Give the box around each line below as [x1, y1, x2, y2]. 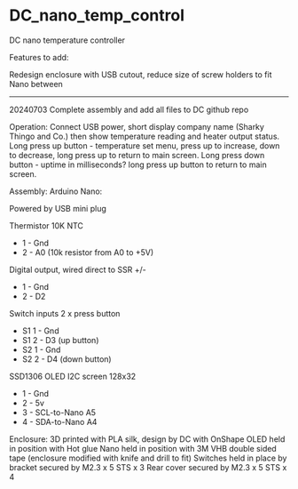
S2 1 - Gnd [21, 344, 61, 355]
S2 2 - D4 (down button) [21, 353, 113, 365]
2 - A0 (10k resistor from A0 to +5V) [21, 246, 154, 258]
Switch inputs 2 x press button [9, 308, 121, 318]
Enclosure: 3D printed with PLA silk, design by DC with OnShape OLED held [9, 433, 286, 445]
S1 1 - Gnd [21, 325, 59, 336]
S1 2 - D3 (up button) [21, 334, 99, 345]
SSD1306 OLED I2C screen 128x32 [9, 371, 137, 381]
